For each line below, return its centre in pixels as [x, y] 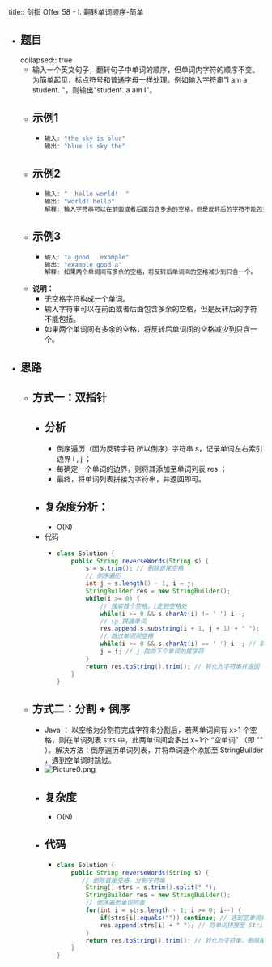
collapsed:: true [46, 60]
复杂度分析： [76, 507]
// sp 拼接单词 [123, 621]
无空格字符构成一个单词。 [87, 299]
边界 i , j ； [74, 458]
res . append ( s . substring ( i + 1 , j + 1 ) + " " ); [180, 629]
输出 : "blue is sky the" [85, 146]
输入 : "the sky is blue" [85, 139]
